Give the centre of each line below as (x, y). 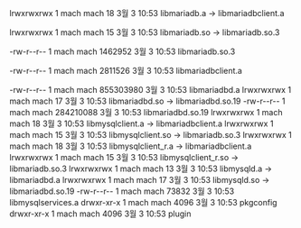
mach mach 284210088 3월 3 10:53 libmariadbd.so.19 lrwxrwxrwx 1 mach (146, 112)
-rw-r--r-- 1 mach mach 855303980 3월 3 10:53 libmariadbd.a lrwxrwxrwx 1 (150, 90)
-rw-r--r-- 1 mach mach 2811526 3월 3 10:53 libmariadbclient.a (126, 71)
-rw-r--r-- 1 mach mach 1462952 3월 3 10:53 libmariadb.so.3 (122, 51)
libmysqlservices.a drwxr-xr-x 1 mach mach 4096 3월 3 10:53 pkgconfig (143, 202)
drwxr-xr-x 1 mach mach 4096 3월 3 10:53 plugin (100, 214)
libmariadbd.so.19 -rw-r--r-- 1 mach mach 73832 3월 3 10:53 (122, 191)
